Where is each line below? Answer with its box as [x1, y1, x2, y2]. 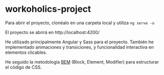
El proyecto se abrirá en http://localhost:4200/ [5, 29, 100, 35]
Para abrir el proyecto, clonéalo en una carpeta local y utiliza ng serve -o [5, 20, 155, 26]
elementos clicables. [5, 49, 47, 55]
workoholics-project [5, 3, 91, 15]
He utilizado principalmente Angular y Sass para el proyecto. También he [5, 38, 154, 45]
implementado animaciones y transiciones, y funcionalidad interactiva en [5, 44, 154, 50]
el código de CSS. [5, 64, 42, 70]
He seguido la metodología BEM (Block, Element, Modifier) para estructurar [5, 59, 159, 65]
